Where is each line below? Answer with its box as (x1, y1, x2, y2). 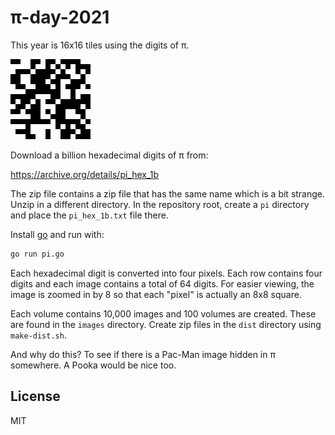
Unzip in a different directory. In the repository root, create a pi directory (10, 198, 310, 210)
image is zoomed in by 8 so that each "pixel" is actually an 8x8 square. (10, 288, 302, 300)
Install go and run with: (10, 228, 105, 240)
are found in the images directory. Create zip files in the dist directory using (10, 318, 322, 330)
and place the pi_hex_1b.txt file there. (10, 209, 169, 221)
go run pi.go (10, 249, 65, 259)
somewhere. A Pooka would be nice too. (10, 359, 177, 371)
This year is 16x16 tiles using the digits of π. (10, 39, 190, 51)
